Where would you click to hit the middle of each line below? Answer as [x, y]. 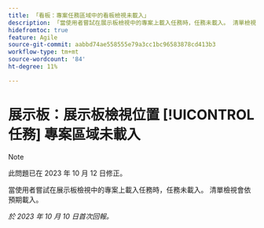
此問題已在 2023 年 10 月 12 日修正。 [68, 173]
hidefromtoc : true [38, 30]
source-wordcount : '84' [47, 60]
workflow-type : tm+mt [44, 52]
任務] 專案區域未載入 [75, 134]
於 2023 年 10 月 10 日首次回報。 [61, 216]
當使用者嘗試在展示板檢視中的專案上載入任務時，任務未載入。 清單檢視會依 [130, 189]
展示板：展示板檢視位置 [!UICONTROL [132, 114]
